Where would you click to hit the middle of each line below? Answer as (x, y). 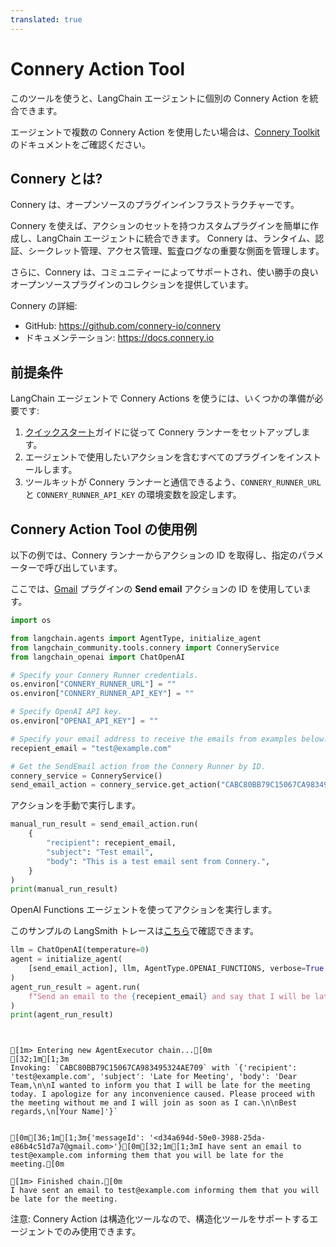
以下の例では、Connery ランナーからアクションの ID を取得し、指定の (154, 555)
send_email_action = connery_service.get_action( (116, 785)
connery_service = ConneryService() (86, 776)
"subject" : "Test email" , (100, 852)
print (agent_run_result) (62, 1015)
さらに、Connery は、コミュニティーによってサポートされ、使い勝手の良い (164, 272)
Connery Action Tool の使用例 (104, 529)
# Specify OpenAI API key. (66, 712)
